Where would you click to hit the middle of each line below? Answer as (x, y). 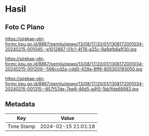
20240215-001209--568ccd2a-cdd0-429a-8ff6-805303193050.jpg (74, 69)
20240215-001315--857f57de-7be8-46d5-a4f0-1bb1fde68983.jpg (72, 89)
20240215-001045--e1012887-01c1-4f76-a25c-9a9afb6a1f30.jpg (71, 49)
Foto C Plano (25, 27)
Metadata (20, 104)
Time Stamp (22, 126)
